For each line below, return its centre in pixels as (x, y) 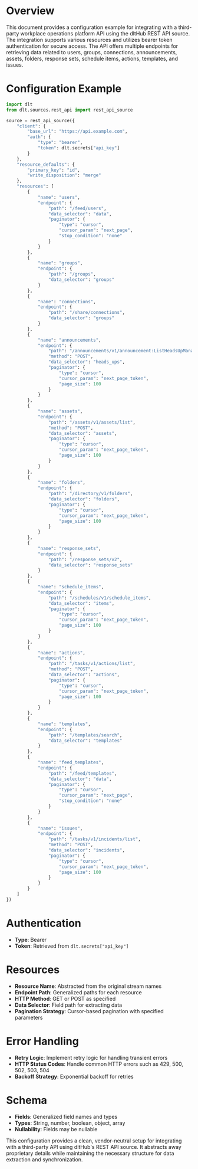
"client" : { (31, 126)
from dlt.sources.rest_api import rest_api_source (70, 110)
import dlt (19, 104)
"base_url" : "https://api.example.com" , (77, 132)
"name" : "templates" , (64, 724)
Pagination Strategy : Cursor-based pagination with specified (89, 1011)
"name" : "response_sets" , (69, 548)
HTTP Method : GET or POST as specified (65, 998)
